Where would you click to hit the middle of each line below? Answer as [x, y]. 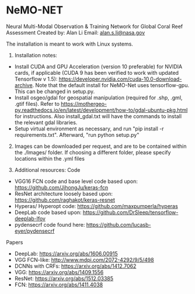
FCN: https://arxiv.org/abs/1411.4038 [59, 285]
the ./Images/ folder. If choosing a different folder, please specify [93, 152]
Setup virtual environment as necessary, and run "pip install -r [89, 129]
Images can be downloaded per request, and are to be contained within [100, 146]
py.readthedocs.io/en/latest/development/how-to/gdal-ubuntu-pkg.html [101, 110]
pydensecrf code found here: [50, 224]
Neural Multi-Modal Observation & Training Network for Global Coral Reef [95, 26]
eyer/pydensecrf [34, 231]
